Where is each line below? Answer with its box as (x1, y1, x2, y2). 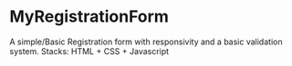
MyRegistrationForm (9, 6, 169, 27)
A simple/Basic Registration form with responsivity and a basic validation (9, 36, 283, 47)
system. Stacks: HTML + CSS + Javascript (9, 45, 170, 56)
